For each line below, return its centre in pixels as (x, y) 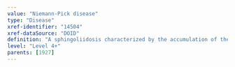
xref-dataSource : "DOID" (43, 33)
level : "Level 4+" (34, 46)
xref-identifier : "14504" (45, 27)
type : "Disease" (31, 20)
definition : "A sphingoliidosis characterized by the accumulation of (112, 40)
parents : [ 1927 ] (31, 53)
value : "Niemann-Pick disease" (53, 14)
